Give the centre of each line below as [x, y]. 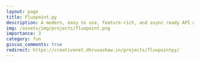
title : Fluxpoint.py [32, 17]
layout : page [22, 12]
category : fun [24, 39]
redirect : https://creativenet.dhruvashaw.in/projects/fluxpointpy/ [93, 50]
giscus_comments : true [34, 45]
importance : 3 [24, 34]
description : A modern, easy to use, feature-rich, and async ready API [98, 22]
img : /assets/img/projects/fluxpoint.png [58, 28]
